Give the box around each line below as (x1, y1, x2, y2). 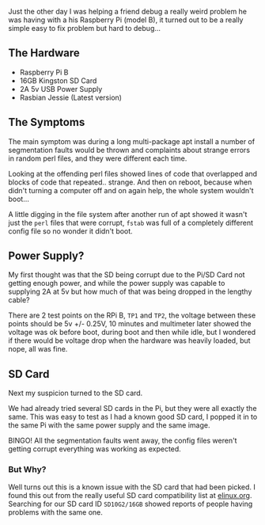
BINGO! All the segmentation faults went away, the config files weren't (8, 436, 237, 446)
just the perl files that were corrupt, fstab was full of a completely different (8, 218, 253, 227)
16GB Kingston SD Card (19, 75, 97, 86)
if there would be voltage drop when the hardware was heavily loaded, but (8, 336, 251, 345)
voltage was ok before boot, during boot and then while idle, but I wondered (8, 328, 256, 337)
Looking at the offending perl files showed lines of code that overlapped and (8, 169, 258, 178)
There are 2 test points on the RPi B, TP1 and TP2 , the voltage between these (8, 310, 256, 320)
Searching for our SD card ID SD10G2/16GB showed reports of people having (8, 499, 253, 508)
